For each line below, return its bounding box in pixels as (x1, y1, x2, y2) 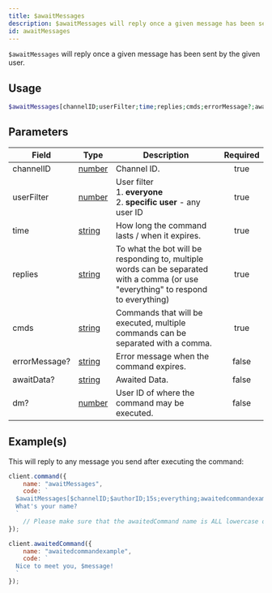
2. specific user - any (116, 196, 201, 208)
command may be (116, 397, 185, 408)
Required (223, 149, 260, 161)
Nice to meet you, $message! (15, 562, 114, 570)
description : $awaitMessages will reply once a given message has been (8, 19, 255, 28)
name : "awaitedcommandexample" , (23, 547, 132, 556)
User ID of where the (116, 387, 195, 398)
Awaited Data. (116, 374, 168, 385)
